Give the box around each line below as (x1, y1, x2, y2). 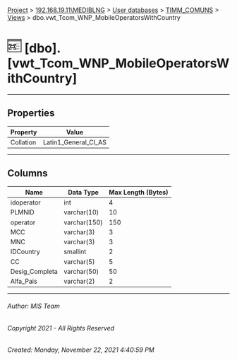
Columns (7, 167, 48, 179)
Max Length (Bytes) (109, 188, 169, 196)
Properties (7, 107, 55, 119)
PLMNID (10, 208, 35, 217)
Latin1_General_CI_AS (43, 138, 107, 147)
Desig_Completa (10, 267, 58, 275)
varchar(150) (63, 218, 104, 227)
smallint (63, 248, 87, 256)
